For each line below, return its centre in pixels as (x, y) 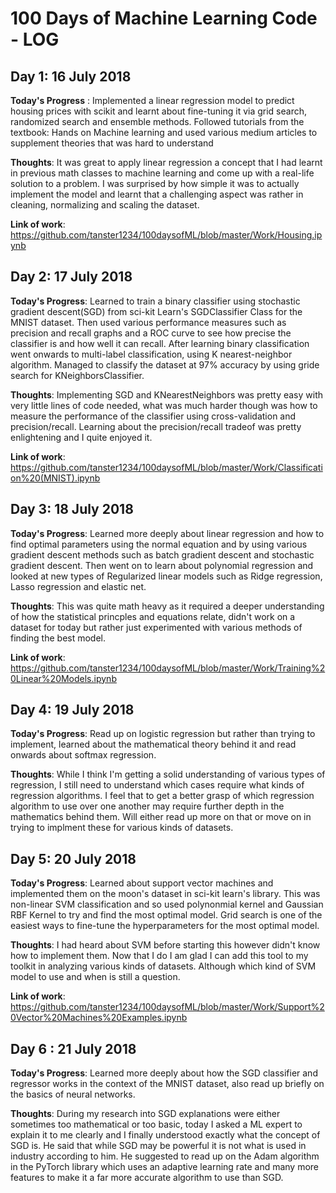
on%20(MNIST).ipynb (55, 478)
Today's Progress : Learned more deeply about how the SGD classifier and (164, 1073)
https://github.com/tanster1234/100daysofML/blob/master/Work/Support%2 (167, 1007)
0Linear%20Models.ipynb (63, 678)
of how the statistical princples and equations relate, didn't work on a (153, 616)
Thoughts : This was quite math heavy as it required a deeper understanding (167, 606)
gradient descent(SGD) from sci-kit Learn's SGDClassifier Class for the (156, 311)
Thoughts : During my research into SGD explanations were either (145, 1114)
